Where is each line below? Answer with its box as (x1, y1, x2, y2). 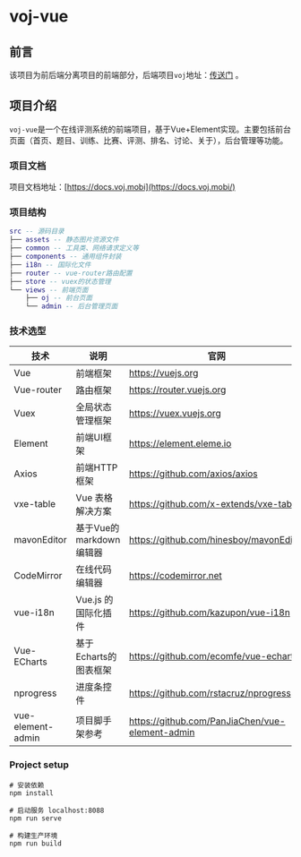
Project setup (9, 758, 69, 771)
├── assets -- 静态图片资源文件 (9, 236, 119, 244)
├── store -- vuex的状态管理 (9, 277, 112, 286)
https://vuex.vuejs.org (128, 407, 221, 420)
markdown (75, 534, 121, 546)
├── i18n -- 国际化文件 (9, 260, 91, 270)
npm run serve (9, 813, 63, 823)
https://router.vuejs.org (128, 383, 227, 396)
